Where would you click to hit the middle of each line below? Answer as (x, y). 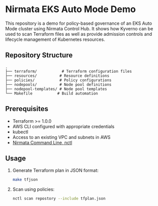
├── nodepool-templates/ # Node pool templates (56, 89)
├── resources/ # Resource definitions (57, 76)
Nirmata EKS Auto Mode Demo (71, 9)
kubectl (20, 132)
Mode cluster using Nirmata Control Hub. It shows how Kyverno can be (79, 28)
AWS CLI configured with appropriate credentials (63, 126)
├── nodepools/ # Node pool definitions (59, 84)
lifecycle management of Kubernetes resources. (55, 39)
